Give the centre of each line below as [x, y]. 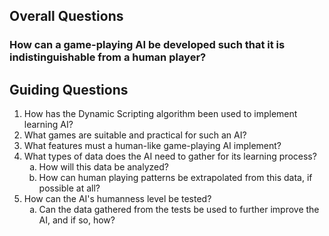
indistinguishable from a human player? [108, 57]
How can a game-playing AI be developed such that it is [147, 45]
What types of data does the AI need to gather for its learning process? [170, 156]
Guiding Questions [69, 89]
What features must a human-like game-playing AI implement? [152, 146]
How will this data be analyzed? [103, 167]
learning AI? [48, 125]
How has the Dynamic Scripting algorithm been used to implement [160, 114]
